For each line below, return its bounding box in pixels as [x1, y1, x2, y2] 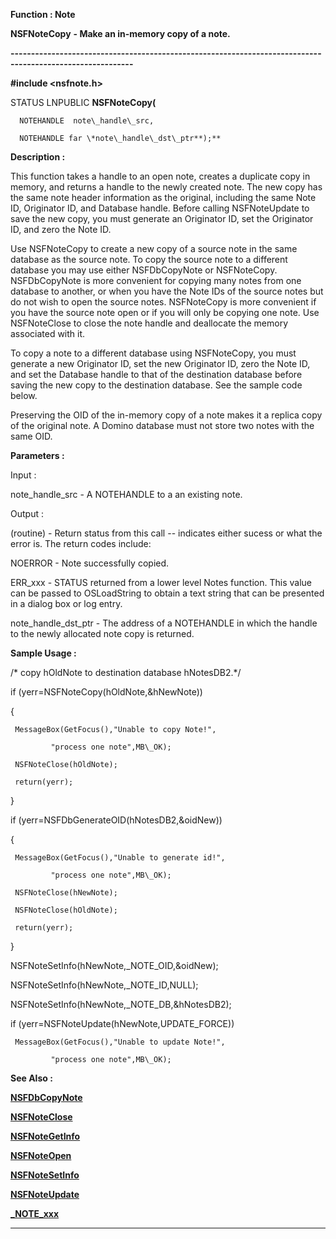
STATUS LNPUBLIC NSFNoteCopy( [10, 97, 157, 108]
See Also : [10, 1072, 53, 1084]
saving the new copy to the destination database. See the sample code [10, 379, 303, 391]
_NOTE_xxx [10, 1208, 60, 1219]
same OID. [10, 430, 53, 442]
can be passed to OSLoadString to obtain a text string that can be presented [10, 587, 325, 599]
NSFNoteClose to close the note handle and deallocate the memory [10, 317, 289, 329]
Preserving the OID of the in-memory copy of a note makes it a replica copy [10, 409, 323, 421]
